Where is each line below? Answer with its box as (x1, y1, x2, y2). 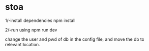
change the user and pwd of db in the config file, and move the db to (5, 36, 145, 42)
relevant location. (5, 41, 40, 47)
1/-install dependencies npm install (5, 17, 76, 23)
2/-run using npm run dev (5, 27, 58, 33)
